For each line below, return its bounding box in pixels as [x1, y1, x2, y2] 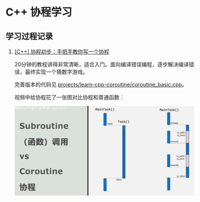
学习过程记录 [5, 31, 53, 41]
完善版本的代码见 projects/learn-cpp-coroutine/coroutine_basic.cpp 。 [14, 81, 187, 88]
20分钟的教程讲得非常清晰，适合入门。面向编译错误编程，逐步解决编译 [14, 61, 189, 68]
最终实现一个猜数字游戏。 [25, 68, 88, 75]
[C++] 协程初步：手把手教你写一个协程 [14, 48, 110, 55]
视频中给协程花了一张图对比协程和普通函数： [14, 94, 125, 100]
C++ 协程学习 [5, 5, 72, 19]
